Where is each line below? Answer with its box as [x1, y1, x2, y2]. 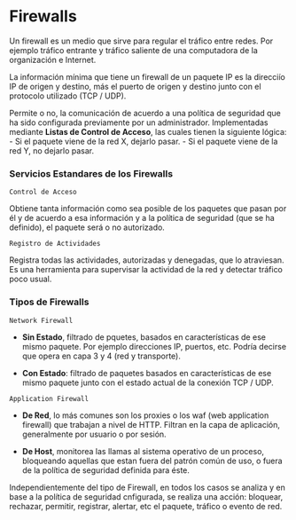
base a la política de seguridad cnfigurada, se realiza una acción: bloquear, [9, 491, 284, 502]
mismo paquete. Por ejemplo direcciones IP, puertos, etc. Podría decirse [21, 341, 286, 351]
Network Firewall [9, 316, 74, 325]
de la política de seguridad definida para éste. [21, 464, 191, 476]
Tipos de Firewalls [9, 295, 90, 308]
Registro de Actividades [9, 240, 101, 248]
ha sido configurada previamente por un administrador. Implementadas [9, 117, 269, 128]
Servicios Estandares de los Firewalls [9, 167, 174, 179]
